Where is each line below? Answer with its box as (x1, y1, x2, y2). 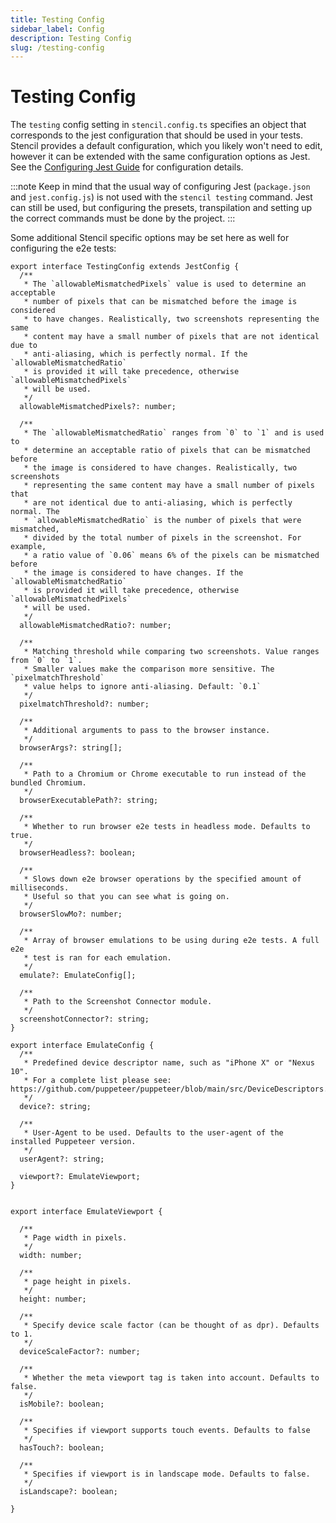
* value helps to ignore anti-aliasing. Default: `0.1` (23, 682, 262, 692)
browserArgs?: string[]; (19, 743, 123, 753)
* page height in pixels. (23, 1277, 132, 1287)
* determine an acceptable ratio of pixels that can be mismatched (23, 446, 311, 456)
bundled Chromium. (10, 778, 87, 788)
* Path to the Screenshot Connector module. (23, 997, 213, 1007)
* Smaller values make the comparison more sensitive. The (23, 664, 275, 675)
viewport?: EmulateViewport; (19, 1172, 141, 1182)
